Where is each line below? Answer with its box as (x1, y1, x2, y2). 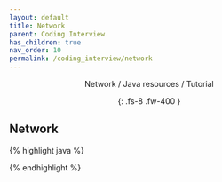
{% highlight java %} (9, 145, 84, 155)
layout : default (9, 12, 69, 22)
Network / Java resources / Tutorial (83, 79, 215, 89)
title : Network (9, 21, 66, 30)
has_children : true (9, 37, 82, 47)
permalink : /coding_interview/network (9, 54, 153, 63)
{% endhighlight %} (9, 162, 82, 173)
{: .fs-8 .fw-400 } (117, 96, 181, 107)
